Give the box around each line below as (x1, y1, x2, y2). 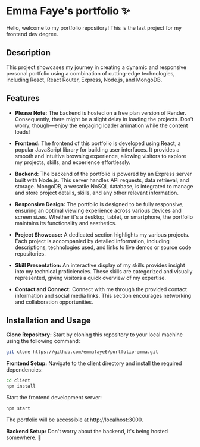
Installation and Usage (6, 315, 91, 325)
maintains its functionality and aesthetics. (14, 219, 117, 226)
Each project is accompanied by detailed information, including (14, 237, 170, 244)
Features (6, 93, 40, 103)
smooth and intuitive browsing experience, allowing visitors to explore (14, 152, 186, 159)
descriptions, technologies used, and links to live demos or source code (14, 244, 192, 251)
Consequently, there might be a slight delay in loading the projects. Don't (14, 115, 194, 122)
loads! (14, 128, 30, 135)
